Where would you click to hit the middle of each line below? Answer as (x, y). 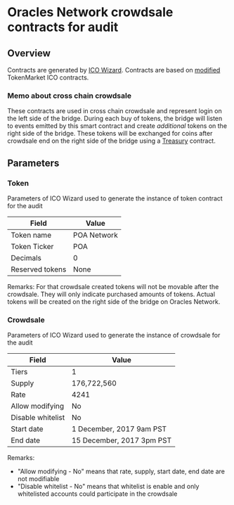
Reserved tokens (39, 269)
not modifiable (38, 479)
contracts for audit (63, 27)
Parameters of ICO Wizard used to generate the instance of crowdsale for (114, 335)
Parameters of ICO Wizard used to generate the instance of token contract (115, 198)
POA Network (95, 235)
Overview (29, 53)
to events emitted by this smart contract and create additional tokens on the (117, 126)
